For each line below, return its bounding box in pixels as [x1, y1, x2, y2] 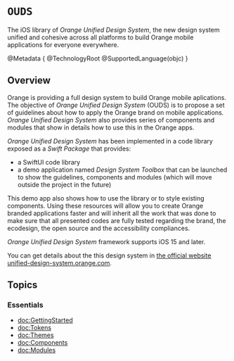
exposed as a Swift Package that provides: [7, 144, 131, 153]
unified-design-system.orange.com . [7, 258, 112, 267]
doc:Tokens [17, 324, 51, 332]
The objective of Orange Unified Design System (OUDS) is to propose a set [7, 101, 225, 109]
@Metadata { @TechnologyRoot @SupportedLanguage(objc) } [7, 54, 188, 63]
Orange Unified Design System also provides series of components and [7, 115, 215, 124]
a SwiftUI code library [17, 158, 81, 166]
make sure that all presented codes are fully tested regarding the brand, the [7, 216, 226, 224]
